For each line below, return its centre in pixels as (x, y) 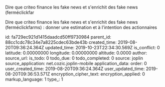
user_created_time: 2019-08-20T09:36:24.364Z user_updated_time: (75, 69)
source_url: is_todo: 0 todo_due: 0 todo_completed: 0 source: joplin (74, 58)
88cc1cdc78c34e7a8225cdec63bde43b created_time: (61, 42)
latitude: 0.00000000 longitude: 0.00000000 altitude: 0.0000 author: (76, 53)
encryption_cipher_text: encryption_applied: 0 (98, 74)
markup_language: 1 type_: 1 (34, 79)
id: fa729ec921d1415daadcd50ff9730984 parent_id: (58, 37)
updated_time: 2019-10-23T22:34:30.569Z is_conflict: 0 (103, 47)
